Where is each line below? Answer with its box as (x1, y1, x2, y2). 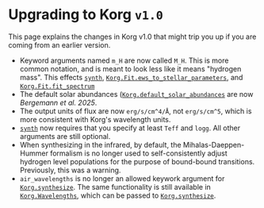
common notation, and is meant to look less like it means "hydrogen (19, 64, 242, 73)
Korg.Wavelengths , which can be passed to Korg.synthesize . (19, 191, 216, 200)
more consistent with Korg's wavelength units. (19, 114, 171, 124)
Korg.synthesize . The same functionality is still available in (19, 182, 212, 191)
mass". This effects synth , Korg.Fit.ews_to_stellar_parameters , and (19, 72, 243, 82)
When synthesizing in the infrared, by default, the (19, 140, 182, 149)
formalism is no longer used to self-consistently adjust (50, 148, 228, 158)
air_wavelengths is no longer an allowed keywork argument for (19, 173, 225, 183)
